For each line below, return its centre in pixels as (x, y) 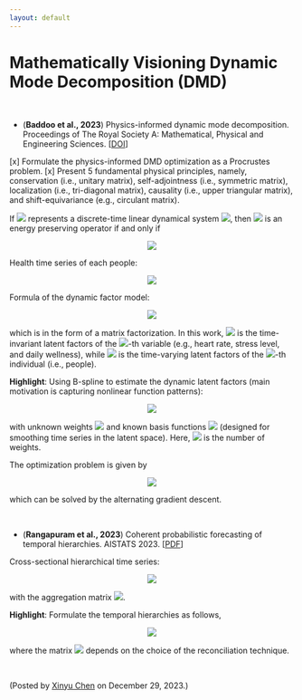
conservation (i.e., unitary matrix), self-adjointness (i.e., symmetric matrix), (149, 180)
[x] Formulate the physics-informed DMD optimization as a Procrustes (140, 161)
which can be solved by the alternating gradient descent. (116, 499)
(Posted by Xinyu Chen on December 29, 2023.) (99, 686)
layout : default (40, 18)
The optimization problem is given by (78, 465)
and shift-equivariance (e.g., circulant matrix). (95, 199)
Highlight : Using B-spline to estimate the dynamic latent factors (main (140, 381)
